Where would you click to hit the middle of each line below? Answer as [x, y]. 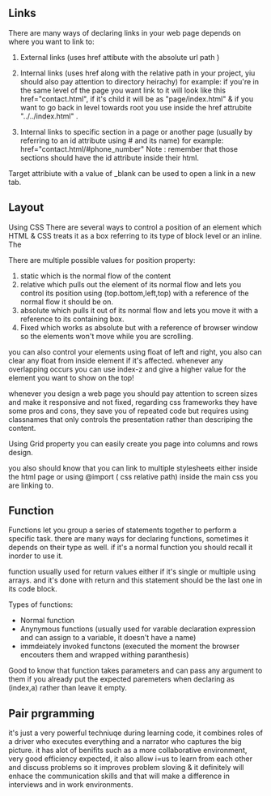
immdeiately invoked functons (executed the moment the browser [130, 646]
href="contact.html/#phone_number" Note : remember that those [129, 148]
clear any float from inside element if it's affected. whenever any [116, 360]
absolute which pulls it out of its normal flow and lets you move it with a [139, 310]
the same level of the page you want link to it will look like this [123, 90]
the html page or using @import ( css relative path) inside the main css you [133, 476]
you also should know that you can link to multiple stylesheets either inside [133, 468]
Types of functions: [41, 605]
